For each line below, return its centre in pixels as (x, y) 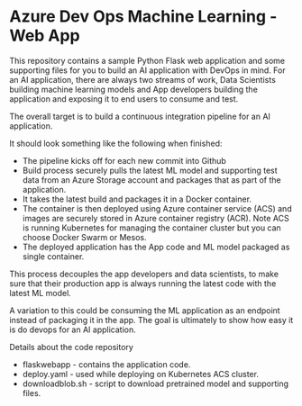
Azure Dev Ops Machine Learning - (143, 17)
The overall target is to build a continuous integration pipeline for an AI (140, 116)
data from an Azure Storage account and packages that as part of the (151, 180)
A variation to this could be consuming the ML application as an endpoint (145, 310)
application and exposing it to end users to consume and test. (124, 99)
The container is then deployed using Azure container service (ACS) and (157, 208)
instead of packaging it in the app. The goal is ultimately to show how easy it (151, 320)
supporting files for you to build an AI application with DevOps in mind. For (147, 70)
